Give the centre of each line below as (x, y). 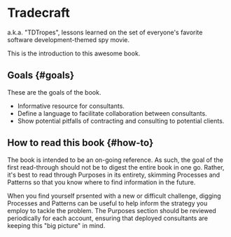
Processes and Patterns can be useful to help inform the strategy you (107, 203)
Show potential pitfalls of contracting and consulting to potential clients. (121, 121)
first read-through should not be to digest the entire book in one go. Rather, (116, 167)
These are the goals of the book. (54, 92)
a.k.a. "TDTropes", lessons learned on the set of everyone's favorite (105, 32)
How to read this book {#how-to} (80, 143)
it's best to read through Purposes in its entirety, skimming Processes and (114, 175)
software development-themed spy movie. (69, 39)
